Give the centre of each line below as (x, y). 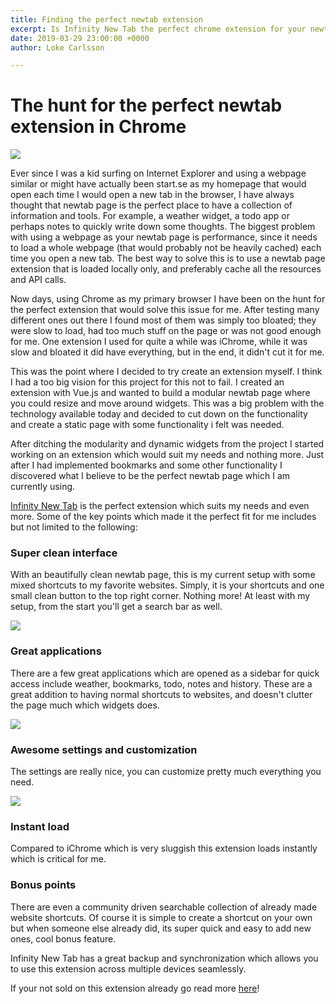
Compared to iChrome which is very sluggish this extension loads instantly (164, 848)
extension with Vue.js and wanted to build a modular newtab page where (160, 393)
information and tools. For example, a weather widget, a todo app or (150, 216)
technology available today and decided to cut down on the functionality (159, 414)
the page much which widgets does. (85, 705)
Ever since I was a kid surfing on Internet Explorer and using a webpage (158, 173)
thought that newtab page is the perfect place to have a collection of (151, 205)
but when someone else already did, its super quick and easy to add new (161, 928)
